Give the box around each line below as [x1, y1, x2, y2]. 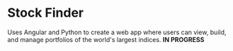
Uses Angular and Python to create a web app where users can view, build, [7, 28, 227, 36]
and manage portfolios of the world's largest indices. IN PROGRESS [7, 35, 205, 43]
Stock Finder [7, 5, 84, 21]
